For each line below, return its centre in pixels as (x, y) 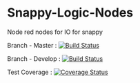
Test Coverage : (30, 72)
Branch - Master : (32, 45)
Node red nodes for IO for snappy (55, 32)
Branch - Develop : (34, 58)
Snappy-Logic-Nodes (70, 13)
